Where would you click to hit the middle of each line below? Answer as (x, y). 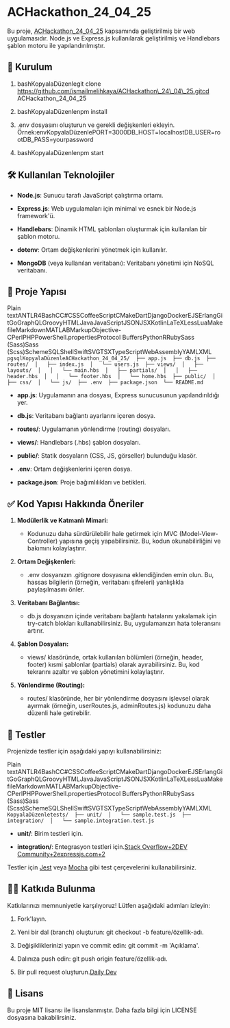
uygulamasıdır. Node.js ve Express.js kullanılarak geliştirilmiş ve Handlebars (114, 38)
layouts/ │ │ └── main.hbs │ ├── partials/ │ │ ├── (102, 371)
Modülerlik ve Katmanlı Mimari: (62, 521)
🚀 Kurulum (30, 67)
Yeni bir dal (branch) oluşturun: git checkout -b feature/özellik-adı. (110, 932)
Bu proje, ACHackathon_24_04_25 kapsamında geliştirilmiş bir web (101, 31)
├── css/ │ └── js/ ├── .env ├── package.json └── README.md (105, 383)
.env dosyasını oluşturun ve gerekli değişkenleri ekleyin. (96, 125)
